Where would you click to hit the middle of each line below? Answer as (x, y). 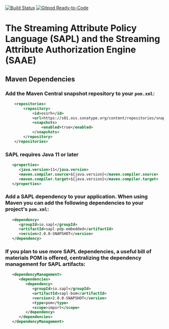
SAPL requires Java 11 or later (42, 154)
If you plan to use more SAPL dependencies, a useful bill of (78, 252)
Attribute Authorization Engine (71, 50)
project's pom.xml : (27, 209)
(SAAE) (21, 60)
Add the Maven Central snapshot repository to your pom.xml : (80, 93)
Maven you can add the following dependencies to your (74, 203)
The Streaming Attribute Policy (71, 28)
